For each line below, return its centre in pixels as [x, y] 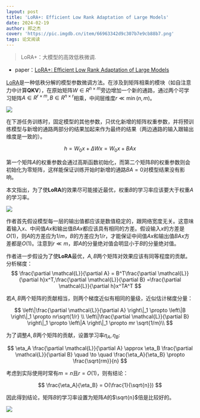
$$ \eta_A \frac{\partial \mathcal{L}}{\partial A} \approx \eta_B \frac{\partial [100, 348]
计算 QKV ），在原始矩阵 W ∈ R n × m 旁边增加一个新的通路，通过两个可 [100, 90]
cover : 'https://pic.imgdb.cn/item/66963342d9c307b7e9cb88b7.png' [90, 34]
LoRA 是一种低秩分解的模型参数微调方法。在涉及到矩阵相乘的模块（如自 [93, 82]
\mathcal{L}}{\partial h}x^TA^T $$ [100, 286]
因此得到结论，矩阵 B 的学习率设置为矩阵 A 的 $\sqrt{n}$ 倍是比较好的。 [90, 397]
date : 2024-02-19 [28, 23]
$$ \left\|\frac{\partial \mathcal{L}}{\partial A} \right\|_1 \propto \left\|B [100, 310]
